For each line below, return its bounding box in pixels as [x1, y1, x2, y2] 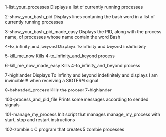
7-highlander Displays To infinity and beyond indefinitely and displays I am [5, 72, 158, 78]
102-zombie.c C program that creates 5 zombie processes [5, 126, 125, 132]
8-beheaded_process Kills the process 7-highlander [5, 87, 112, 93]
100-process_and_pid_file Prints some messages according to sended [5, 96, 149, 102]
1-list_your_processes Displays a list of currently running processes [5, 4, 143, 10]
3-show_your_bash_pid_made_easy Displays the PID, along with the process [5, 29, 162, 34]
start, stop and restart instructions [5, 117, 75, 123]
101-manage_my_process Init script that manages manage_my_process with [5, 111, 160, 117]
